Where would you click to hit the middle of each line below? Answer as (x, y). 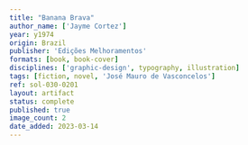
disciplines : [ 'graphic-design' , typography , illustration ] (125, 68)
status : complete (42, 101)
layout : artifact (42, 93)
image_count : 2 (38, 118)
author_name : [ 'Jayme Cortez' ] (68, 26)
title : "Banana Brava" (52, 18)
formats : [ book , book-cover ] (64, 59)
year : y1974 (32, 34)
